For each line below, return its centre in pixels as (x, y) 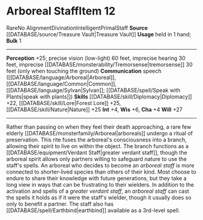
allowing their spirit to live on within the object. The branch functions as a (98, 146)
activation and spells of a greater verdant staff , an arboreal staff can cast (98, 191)
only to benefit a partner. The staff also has (60, 204)
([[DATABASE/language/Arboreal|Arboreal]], (61, 77)
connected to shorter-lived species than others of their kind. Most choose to (101, 172)
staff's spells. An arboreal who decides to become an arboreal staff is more (100, 165)
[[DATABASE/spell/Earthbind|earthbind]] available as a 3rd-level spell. (93, 210)
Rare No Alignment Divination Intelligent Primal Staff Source (77, 28)
